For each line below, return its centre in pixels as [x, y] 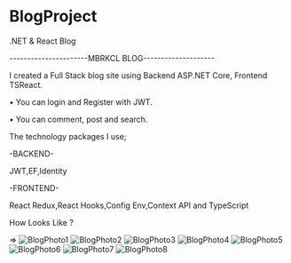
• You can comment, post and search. [79, 119]
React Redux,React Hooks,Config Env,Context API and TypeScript [129, 205]
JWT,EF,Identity [39, 171]
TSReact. [26, 84]
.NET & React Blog [43, 41]
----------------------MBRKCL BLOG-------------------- [112, 58]
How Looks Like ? [41, 222]
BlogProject [53, 16]
